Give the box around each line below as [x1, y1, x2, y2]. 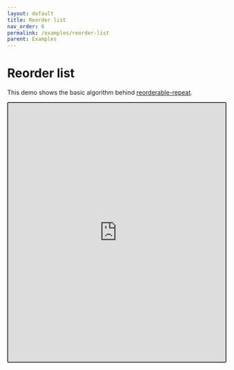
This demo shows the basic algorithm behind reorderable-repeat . [7, 88, 193, 97]
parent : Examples [7, 36, 57, 43]
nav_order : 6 [7, 23, 45, 30]
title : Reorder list [7, 17, 67, 23]
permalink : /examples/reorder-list [7, 29, 110, 37]
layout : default [7, 10, 54, 17]
